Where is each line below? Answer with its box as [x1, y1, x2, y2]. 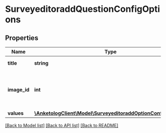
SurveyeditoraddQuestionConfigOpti [5, 3, 161, 15]
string [34, 60, 48, 66]
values [7, 110, 24, 117]
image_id [7, 87, 30, 93]
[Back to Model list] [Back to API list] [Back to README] [5, 123, 119, 128]
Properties [5, 34, 39, 42]
